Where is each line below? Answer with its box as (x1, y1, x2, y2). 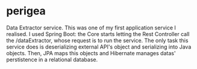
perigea (6, 4, 46, 18)
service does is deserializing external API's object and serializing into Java (6, 43, 192, 50)
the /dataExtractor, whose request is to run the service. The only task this (6, 37, 189, 44)
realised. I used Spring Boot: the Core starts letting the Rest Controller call (6, 30, 190, 37)
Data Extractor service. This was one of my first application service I (6, 24, 177, 31)
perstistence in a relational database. (6, 56, 98, 63)
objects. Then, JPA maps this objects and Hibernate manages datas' (6, 49, 176, 56)
